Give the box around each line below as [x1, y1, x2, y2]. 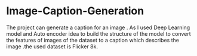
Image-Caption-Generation [6, 4, 144, 18]
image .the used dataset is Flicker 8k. [6, 43, 98, 50]
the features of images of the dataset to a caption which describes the [6, 36, 179, 43]
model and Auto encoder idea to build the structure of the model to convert [6, 30, 191, 37]
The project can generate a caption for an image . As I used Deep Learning [6, 24, 190, 31]
